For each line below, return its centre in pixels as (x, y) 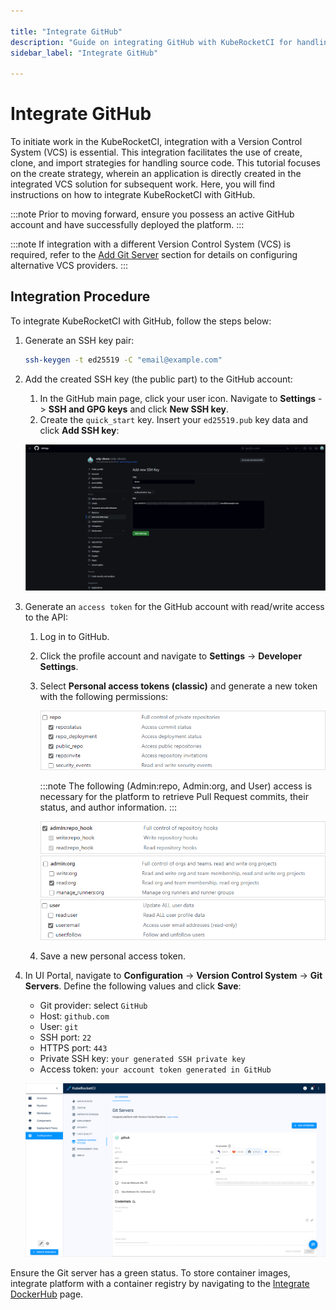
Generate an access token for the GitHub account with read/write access (174, 606)
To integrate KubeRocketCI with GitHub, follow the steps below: (141, 321)
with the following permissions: (104, 696)
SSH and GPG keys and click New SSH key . (138, 409)
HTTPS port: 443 (73, 1047)
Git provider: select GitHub (93, 1005)
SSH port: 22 (65, 1037)
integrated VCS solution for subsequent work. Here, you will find (143, 184)
